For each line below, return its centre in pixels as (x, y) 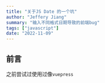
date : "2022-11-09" (30, 34)
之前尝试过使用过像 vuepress (40, 74)
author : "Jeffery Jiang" (36, 17)
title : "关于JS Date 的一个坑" (42, 11)
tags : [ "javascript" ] (33, 28)
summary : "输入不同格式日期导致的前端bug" (53, 22)
